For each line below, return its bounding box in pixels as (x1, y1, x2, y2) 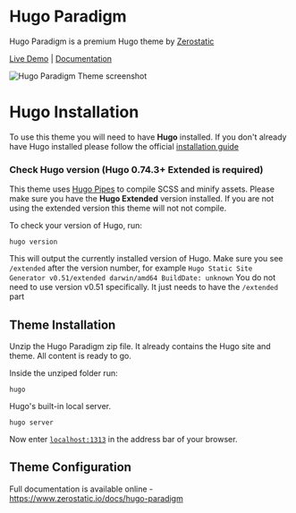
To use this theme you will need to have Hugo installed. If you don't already (9, 132, 287, 142)
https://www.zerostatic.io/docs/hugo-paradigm (9, 492, 183, 503)
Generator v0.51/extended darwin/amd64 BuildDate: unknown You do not (9, 272, 276, 283)
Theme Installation (9, 317, 116, 332)
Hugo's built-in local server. (9, 400, 112, 411)
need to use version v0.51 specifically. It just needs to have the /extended (9, 282, 279, 293)
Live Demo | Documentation (9, 53, 113, 64)
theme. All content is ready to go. (9, 350, 132, 361)
